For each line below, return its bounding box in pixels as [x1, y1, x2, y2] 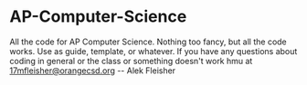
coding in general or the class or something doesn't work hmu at [9, 55, 253, 66]
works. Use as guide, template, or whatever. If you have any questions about [9, 45, 298, 56]
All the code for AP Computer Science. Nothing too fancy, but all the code [9, 36, 288, 47]
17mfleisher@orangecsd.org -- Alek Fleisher [9, 65, 176, 76]
